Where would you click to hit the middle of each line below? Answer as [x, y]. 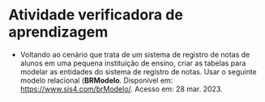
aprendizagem [58, 32]
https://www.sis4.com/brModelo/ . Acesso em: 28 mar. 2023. [121, 89]
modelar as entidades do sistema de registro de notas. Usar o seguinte [138, 71]
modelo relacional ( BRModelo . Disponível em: [96, 80]
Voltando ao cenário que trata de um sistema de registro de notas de [135, 54]
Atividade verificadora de [96, 15]
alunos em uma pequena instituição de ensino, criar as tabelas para [133, 63]
